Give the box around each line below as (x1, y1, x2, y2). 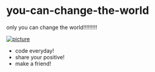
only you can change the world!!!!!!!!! (6, 24, 97, 31)
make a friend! (15, 60, 51, 67)
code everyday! (15, 47, 54, 54)
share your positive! (15, 53, 65, 61)
